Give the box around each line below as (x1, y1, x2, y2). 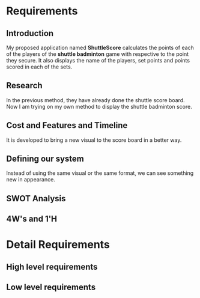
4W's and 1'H (6, 214, 58, 224)
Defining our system (6, 154, 84, 164)
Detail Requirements (6, 238, 110, 252)
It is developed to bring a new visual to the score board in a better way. (6, 136, 182, 144)
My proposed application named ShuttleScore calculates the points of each (6, 44, 194, 51)
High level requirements (6, 261, 98, 272)
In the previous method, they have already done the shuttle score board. (6, 96, 185, 103)
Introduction (6, 28, 54, 38)
